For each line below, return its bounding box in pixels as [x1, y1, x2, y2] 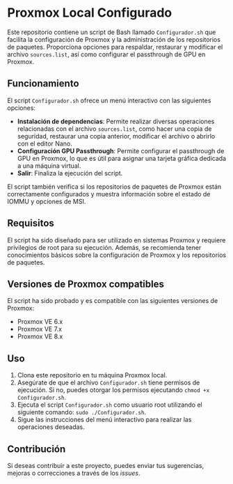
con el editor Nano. [17, 139, 73, 148]
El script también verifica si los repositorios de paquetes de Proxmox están [7, 182, 222, 191]
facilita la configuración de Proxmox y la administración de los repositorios [7, 35, 221, 43]
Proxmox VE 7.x [17, 325, 63, 334]
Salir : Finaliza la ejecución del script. [17, 169, 123, 177]
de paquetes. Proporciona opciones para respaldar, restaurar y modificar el [7, 42, 223, 51]
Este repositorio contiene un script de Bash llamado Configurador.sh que [7, 28, 216, 36]
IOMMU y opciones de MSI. [7, 197, 86, 205]
